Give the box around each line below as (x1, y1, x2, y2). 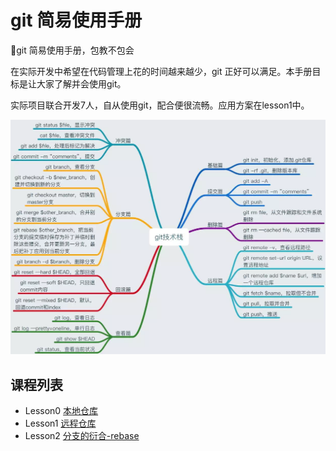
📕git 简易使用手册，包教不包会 (10, 44, 135, 56)
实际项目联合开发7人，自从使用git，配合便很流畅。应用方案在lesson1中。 (10, 99, 310, 111)
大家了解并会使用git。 (36, 77, 127, 90)
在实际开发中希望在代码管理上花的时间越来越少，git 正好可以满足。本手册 (10, 65, 313, 77)
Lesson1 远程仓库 (24, 417, 97, 430)
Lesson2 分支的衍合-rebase (24, 430, 140, 442)
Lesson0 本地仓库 (24, 405, 99, 417)
